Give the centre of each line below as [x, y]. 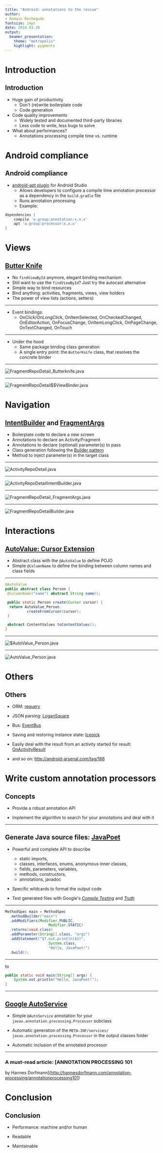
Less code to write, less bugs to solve [57, 125]
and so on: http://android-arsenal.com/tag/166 [58, 759]
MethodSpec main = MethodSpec [36, 911]
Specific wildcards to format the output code [57, 888]
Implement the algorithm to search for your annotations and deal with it [83, 817]
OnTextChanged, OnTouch [46, 328]
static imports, [34, 858]
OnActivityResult [29, 749]
